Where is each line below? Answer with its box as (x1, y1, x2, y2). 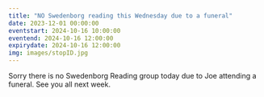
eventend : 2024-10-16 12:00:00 (8, 34, 114, 42)
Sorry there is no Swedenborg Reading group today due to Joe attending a (8, 71, 257, 80)
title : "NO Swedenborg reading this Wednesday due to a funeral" (8, 11, 233, 20)
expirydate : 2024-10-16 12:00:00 (8, 42, 121, 50)
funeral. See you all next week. (8, 79, 111, 89)
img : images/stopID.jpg (8, 49, 89, 57)
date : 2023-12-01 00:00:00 (8, 19, 99, 27)
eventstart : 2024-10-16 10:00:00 (8, 26, 121, 34)
